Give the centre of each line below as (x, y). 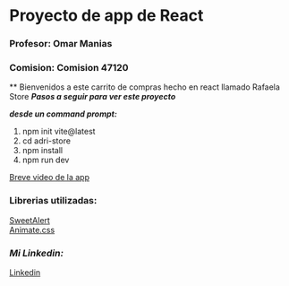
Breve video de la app (49, 178)
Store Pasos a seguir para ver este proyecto (93, 97)
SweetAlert (30, 220)
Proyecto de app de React (106, 16)
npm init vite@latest (59, 132)
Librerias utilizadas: (53, 201)
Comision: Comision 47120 (69, 68)
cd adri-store (47, 141)
